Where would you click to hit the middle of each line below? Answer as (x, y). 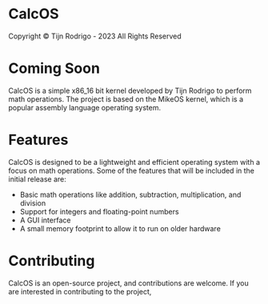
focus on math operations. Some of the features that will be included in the (131, 170)
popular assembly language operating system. (85, 107)
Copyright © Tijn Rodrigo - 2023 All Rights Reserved (95, 36)
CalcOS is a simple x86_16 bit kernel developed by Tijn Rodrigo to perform (130, 90)
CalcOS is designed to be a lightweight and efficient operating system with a (134, 162)
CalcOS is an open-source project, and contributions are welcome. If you (129, 283)
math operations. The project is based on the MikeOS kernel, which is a (126, 99)
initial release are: (37, 179)
